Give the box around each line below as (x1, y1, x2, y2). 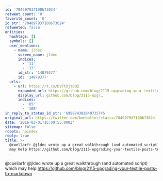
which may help (5, 165, 37, 171)
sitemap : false (5, 124, 36, 129)
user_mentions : (9, 43, 40, 48)
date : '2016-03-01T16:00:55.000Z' (5, 120, 75, 125)
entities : (5, 30, 25, 34)
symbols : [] (9, 39, 34, 44)
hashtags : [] (9, 34, 36, 39)
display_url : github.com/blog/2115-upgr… (17, 93, 103, 98)
